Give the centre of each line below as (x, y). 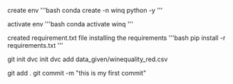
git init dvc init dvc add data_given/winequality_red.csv (88, 59)
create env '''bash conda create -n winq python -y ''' (85, 10)
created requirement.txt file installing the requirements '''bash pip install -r (116, 38)
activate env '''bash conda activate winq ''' (71, 24)
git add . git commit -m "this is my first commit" (77, 73)
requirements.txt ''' (35, 45)
